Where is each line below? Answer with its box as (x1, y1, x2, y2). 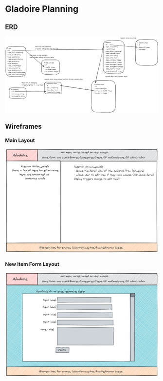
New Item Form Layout (5, 261, 59, 267)
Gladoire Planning (5, 3, 79, 15)
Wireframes (5, 122, 42, 130)
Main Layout (5, 137, 35, 143)
